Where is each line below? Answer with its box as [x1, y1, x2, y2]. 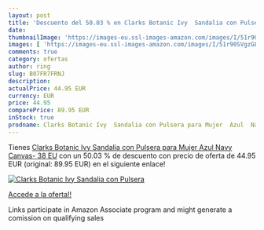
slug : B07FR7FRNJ [8, 70, 65, 78]
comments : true [8, 48, 58, 56]
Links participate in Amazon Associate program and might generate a [8, 205, 233, 214]
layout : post [8, 11, 51, 20]
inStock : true [8, 114, 55, 122]
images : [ [8, 41, 41, 49]
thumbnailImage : [8, 33, 61, 42]
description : [8, 77, 51, 85]
